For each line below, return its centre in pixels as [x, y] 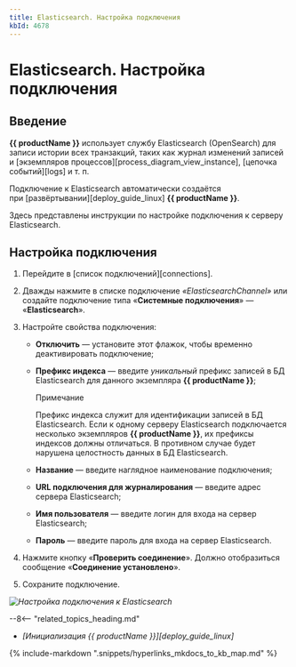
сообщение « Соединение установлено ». [101, 567]
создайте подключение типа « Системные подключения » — [138, 301]
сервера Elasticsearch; [78, 497]
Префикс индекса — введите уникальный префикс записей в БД [160, 371]
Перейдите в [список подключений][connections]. [117, 274]
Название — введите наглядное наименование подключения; [154, 470]
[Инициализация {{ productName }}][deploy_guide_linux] [128, 636]
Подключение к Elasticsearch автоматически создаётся [116, 189]
